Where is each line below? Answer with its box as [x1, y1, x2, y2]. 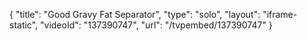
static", [9, 19, 39, 31]
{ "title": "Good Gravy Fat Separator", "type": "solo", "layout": [9, 9, 261, 20]
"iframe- [262, 9, 298, 20]
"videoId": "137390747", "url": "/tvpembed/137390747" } [40, 19, 273, 31]
